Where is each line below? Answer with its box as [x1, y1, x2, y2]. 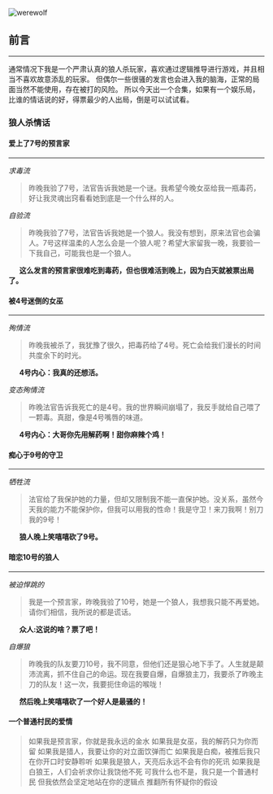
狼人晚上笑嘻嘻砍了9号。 [19, 532, 103, 542]
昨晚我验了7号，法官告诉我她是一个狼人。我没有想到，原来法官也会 [28, 228, 253, 238]
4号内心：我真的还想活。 [19, 368, 103, 377]
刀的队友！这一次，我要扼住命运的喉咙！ [28, 679, 164, 689]
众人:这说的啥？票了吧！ [19, 624, 100, 634]
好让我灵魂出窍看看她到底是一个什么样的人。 [28, 193, 179, 203]
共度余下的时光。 [28, 351, 86, 360]
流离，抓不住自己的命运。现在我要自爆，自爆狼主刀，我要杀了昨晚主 [35, 669, 264, 678]
